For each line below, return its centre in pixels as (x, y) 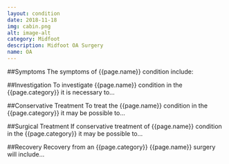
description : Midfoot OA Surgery (55, 45)
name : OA (20, 52)
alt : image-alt (29, 33)
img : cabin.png (29, 26)
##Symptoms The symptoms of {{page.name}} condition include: (100, 71)
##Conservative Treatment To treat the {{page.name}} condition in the (108, 105)
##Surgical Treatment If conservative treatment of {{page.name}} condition (115, 126)
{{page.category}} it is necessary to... (61, 92)
